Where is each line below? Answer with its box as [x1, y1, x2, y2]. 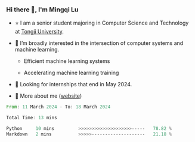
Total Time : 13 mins [6, 115, 58, 121]
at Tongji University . [14, 28, 64, 35]
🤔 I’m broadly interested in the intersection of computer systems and [14, 40, 184, 47]
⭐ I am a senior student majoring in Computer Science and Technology [14, 19, 189, 26]
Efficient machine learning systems [23, 58, 110, 65]
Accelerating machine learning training [23, 69, 119, 77]
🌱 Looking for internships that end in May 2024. [14, 81, 132, 88]
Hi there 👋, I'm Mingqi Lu [6, 5, 79, 14]
